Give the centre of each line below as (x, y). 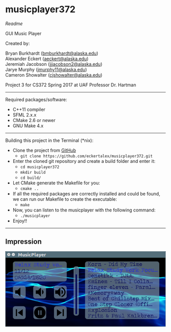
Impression (24, 242)
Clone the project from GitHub (44, 150)
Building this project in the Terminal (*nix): (49, 140)
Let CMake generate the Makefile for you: (56, 183)
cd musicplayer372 (40, 167)
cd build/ (31, 178)
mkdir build (33, 172)
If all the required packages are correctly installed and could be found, (86, 194)
